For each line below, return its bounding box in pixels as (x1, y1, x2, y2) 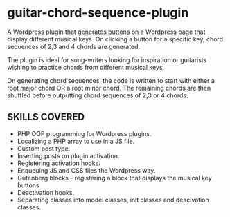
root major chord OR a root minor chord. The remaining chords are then (7, 84, 211, 92)
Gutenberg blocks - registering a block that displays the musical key (17, 173, 213, 182)
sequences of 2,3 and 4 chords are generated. (7, 42, 141, 50)
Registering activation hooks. (17, 159, 100, 167)
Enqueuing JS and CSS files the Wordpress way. (17, 166, 156, 174)
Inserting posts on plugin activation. (17, 151, 120, 160)
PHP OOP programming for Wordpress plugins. (17, 129, 152, 138)
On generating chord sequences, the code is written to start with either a (7, 76, 215, 84)
